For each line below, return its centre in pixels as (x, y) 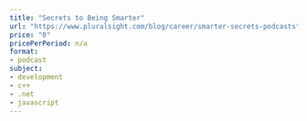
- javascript (34, 102)
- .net (22, 94)
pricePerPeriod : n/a (49, 43)
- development (37, 77)
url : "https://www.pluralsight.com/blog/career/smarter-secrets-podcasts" (155, 26)
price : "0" (30, 35)
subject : (26, 69)
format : (24, 52)
